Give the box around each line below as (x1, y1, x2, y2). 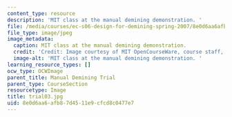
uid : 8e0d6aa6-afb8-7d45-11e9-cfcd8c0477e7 (7, 100, 135, 107)
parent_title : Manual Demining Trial (7, 74, 116, 81)
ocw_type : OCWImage (7, 67, 64, 74)
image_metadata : (7, 36, 54, 43)
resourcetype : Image (7, 87, 67, 94)
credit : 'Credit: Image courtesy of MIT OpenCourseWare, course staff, (13, 49, 224, 56)
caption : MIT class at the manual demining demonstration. (13, 42, 187, 49)
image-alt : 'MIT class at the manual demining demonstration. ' (13, 55, 202, 62)
